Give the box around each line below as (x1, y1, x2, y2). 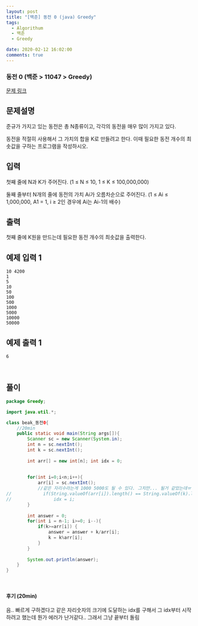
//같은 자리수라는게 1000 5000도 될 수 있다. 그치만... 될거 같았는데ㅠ (37, 485, 192, 492)
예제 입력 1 (6, 253, 42, 263)
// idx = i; (6, 496, 75, 502)
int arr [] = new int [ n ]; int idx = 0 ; (27, 458, 123, 464)
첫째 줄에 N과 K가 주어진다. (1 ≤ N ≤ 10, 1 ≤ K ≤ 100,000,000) (6, 178, 149, 186)
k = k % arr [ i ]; (48, 535, 83, 541)
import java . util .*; (6, 409, 57, 415)
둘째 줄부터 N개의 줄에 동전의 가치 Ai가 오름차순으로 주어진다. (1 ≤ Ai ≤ (6, 191, 169, 198)
